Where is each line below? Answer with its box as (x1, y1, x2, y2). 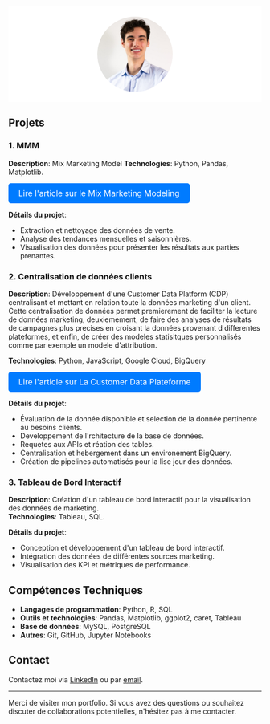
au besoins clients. (19, 422, 83, 432)
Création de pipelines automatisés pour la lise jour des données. (19, 456, 233, 466)
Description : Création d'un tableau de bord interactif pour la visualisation (8, 495, 251, 505)
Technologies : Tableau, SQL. (8, 512, 105, 522)
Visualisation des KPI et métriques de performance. (19, 560, 191, 570)
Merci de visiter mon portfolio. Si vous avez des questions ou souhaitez (8, 698, 245, 707)
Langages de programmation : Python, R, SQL (19, 604, 173, 615)
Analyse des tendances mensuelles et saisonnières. (19, 234, 192, 243)
